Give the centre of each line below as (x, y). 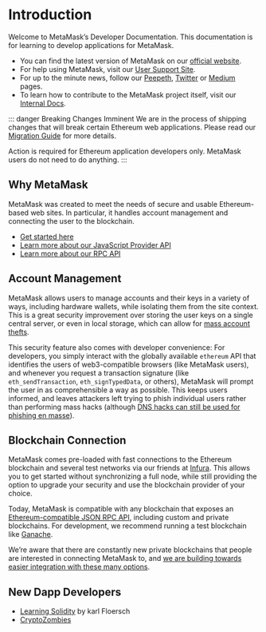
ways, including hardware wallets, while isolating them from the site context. (133, 306)
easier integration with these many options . (79, 567)
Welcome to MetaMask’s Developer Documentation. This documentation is (131, 37)
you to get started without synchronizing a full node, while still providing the (133, 476)
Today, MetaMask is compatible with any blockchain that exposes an (121, 509)
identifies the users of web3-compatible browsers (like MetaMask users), (129, 364)
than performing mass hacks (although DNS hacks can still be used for (124, 407)
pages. (31, 86)
